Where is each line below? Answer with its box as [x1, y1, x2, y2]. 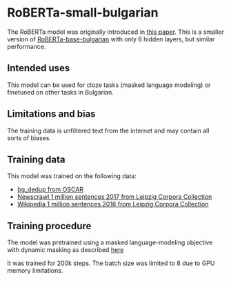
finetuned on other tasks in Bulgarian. [7, 88, 114, 96]
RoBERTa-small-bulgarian [7, 5, 159, 21]
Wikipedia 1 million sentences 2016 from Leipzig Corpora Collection [17, 200, 209, 209]
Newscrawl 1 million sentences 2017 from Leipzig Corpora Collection [17, 193, 212, 201]
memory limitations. [7, 267, 63, 275]
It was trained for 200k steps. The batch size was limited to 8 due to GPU [7, 259, 215, 267]
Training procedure [7, 220, 92, 232]
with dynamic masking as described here [7, 246, 124, 254]
